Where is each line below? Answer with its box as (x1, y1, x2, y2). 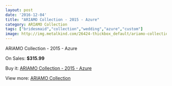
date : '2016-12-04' (5, 12, 47, 17)
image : (5, 31, 19, 36)
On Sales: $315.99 (5, 55, 45, 61)
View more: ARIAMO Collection (5, 75, 71, 81)
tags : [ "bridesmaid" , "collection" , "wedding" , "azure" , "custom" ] (5, 27, 143, 32)
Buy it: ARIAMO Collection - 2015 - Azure (5, 65, 92, 71)
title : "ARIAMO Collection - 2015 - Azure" (5, 17, 100, 22)
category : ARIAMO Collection (5, 21, 68, 27)
